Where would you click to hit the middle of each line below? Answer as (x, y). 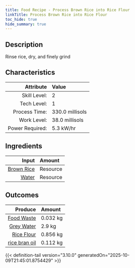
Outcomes (22, 195)
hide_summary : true (26, 24)
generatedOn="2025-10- (104, 255)
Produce (26, 209)
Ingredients (24, 146)
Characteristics (30, 73)
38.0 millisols (68, 120)
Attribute (36, 86)
